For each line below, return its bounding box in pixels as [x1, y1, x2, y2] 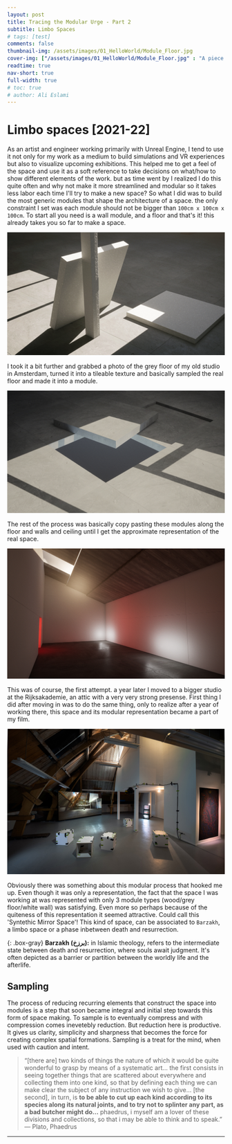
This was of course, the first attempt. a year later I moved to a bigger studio [7, 685, 222, 693]
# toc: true [7, 84, 41, 91]
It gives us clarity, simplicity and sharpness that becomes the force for [7, 1028, 207, 1037]
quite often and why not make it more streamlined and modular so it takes [7, 182, 216, 190]
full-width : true [7, 77, 57, 84]
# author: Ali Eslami [7, 91, 70, 98]
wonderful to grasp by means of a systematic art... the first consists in [23, 1064, 224, 1072]
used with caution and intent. [7, 1043, 90, 1051]
